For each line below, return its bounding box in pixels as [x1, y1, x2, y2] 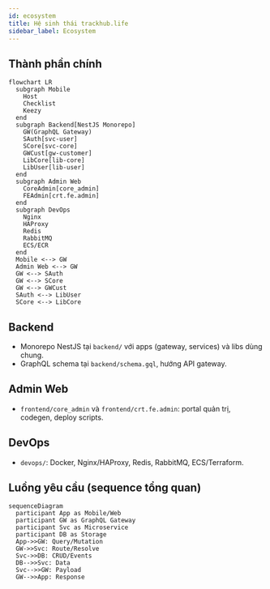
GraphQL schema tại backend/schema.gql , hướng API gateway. [19, 359, 227, 369]
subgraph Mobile [15, 86, 71, 94]
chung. [19, 350, 45, 360]
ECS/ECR [23, 241, 49, 250]
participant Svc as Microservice [15, 523, 129, 531]
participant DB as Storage [15, 531, 107, 539]
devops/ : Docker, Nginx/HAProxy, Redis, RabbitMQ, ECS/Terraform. [19, 457, 245, 467]
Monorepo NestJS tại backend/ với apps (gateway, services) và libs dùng [19, 342, 263, 351]
